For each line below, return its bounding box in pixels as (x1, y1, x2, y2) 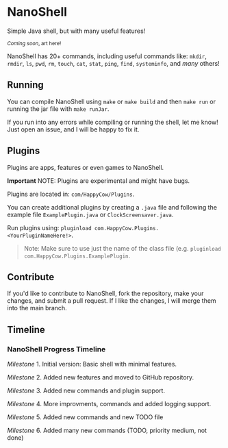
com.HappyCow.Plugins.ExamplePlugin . (23, 251, 131, 260)
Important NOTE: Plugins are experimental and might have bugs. (7, 176, 190, 185)
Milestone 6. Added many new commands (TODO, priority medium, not (7, 426, 207, 435)
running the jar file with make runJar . (7, 104, 110, 113)
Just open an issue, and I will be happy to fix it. (7, 125, 140, 134)
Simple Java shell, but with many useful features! (7, 27, 146, 35)
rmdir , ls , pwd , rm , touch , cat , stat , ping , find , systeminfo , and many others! (7, 59, 220, 67)
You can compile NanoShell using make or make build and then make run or (7, 97, 216, 105)
